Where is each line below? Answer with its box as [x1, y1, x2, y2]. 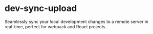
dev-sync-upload [4, 3, 77, 14]
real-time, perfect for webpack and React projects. [4, 23, 107, 29]
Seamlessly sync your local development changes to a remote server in [4, 19, 149, 24]
